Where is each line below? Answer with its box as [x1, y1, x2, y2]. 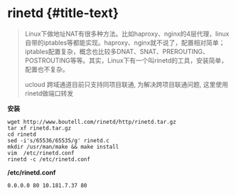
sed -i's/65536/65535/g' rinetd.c [7, 137, 110, 144]
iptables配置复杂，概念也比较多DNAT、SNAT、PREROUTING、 [24, 47, 210, 56]
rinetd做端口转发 [24, 89, 74, 97]
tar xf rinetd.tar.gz [7, 125, 72, 132]
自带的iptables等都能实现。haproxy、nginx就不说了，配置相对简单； [24, 38, 225, 47]
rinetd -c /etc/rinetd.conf [7, 155, 91, 163]
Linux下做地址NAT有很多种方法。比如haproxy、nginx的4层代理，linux [24, 29, 230, 38]
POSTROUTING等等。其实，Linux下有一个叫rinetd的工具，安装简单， [24, 56, 228, 65]
